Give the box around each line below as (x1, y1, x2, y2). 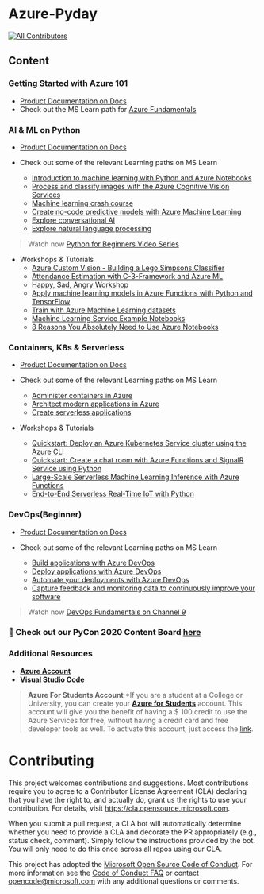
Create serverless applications (31, 408, 132, 417)
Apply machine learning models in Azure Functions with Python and (31, 288, 253, 298)
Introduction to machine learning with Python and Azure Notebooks (31, 172, 252, 183)
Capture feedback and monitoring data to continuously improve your (31, 583, 256, 593)
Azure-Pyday (8, 5, 98, 23)
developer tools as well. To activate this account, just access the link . (27, 724, 254, 733)
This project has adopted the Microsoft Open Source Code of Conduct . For (8, 859, 253, 869)
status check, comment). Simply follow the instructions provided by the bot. (8, 835, 256, 845)
